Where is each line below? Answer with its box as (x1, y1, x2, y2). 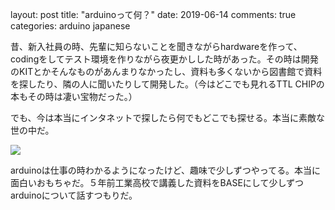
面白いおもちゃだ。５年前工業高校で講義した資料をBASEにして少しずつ (10, 177, 305, 188)
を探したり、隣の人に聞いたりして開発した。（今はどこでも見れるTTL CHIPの (10, 78, 325, 90)
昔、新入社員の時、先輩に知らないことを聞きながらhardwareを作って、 (10, 41, 303, 52)
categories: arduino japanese (10, 20, 131, 32)
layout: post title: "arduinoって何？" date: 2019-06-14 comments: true (10, 9, 297, 20)
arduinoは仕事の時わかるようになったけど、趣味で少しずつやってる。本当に (10, 164, 322, 176)
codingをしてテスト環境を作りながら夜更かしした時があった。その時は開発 (10, 53, 319, 65)
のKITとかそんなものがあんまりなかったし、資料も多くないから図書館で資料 (10, 66, 323, 77)
